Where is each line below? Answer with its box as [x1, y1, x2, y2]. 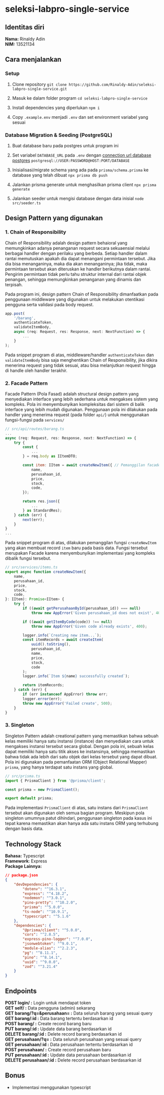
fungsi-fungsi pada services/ [5, 417, 64, 423]
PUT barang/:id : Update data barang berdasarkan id [5, 1026, 112, 1032]
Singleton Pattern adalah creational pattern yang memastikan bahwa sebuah [5, 733, 159, 739]
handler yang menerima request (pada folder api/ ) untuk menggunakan [5, 411, 149, 418]
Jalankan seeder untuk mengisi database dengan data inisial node [12, 195, 144, 201]
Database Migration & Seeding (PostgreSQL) [5, 132, 113, 138]
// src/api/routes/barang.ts [5, 426, 64, 431]
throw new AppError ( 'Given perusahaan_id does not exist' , [31, 610, 154, 615]
